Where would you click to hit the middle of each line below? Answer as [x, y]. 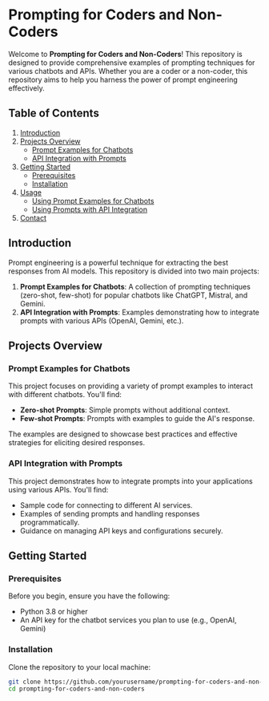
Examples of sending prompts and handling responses [110, 513]
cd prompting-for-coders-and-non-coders [77, 689]
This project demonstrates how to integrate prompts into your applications [131, 481]
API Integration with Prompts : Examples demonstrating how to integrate [140, 312]
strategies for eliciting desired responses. [77, 443]
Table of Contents [54, 113]
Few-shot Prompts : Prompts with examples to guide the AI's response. [137, 419]
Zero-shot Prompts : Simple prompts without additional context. [125, 410]
